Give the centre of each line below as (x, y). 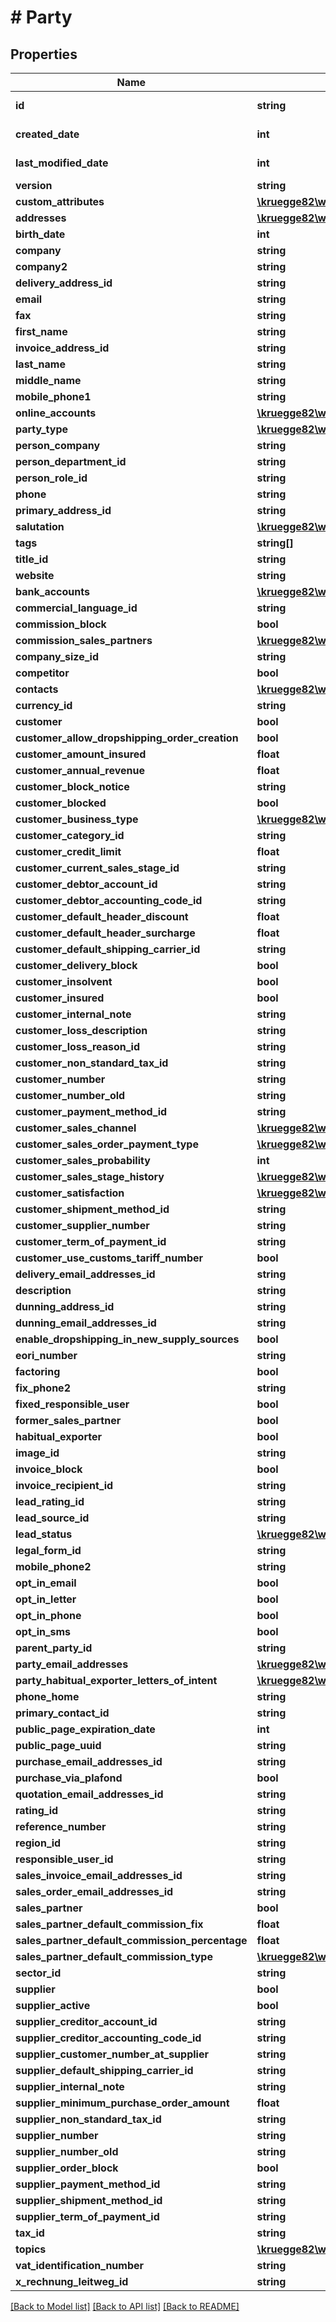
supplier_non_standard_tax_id (88, 2119)
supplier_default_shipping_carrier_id (104, 2070)
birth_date (40, 234)
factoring (38, 1371)
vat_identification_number (80, 2265)
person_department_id (71, 461)
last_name (40, 364)
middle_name (48, 380)
